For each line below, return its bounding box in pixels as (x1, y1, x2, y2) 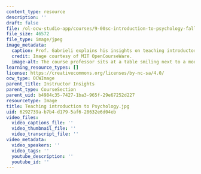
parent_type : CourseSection (6, 87, 77, 93)
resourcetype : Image (6, 97, 58, 103)
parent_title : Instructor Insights (6, 81, 95, 87)
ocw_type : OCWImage (6, 75, 55, 81)
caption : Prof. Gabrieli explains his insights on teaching (11, 48, 165, 54)
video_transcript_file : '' (11, 131, 79, 138)
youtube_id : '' (11, 159, 50, 165)
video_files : (6, 114, 39, 120)
